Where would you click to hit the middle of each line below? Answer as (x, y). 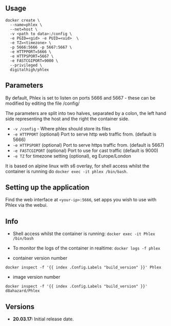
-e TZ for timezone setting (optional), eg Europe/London (72, 156)
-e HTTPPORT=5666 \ (31, 52)
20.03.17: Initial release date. (43, 319)
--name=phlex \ (26, 25)
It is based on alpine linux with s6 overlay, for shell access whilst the (77, 166)
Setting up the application (47, 188)
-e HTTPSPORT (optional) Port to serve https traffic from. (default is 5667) (89, 145)
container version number (40, 258)
